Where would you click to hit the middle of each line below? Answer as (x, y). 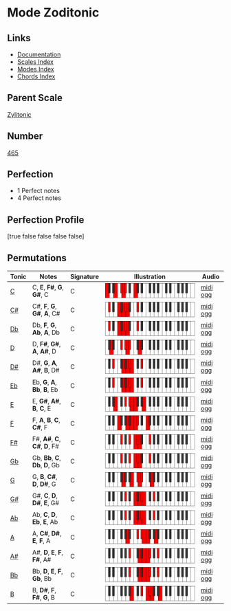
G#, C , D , (45, 496)
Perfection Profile (46, 220)
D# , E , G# (46, 502)
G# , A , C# (46, 313)
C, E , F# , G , (48, 287)
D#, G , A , (45, 363)
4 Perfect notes (39, 198)
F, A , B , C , (46, 420)
